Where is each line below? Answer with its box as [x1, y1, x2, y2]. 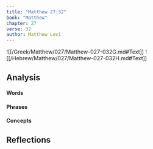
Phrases [6, 103, 28, 110]
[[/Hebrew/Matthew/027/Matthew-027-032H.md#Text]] [6, 55, 148, 62]
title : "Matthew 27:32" [6, 9, 67, 15]
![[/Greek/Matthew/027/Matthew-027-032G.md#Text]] [6, 48, 144, 55]
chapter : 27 [6, 20, 37, 26]
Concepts [6, 117, 32, 125]
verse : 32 [6, 26, 32, 32]
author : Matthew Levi [6, 32, 62, 38]
